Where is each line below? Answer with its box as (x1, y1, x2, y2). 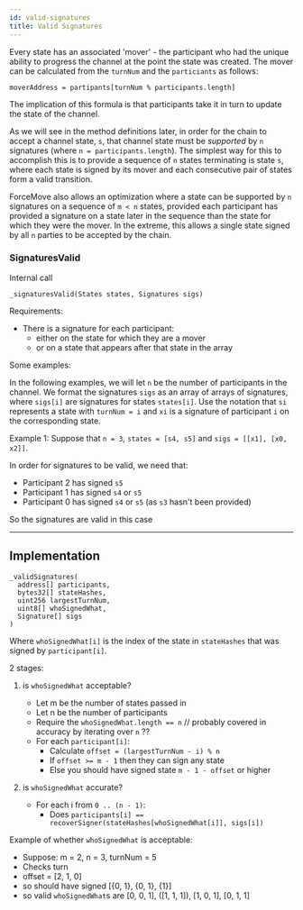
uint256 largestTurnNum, (17, 596, 111, 605)
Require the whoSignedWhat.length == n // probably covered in (35, 716, 267, 727)
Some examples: (9, 359, 71, 370)
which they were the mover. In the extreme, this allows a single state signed (9, 220, 290, 231)
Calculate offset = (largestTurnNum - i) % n (49, 745, 221, 756)
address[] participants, (17, 580, 111, 589)
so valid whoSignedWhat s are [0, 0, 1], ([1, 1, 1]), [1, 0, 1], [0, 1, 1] (22, 889, 251, 901)
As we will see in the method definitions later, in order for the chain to (9, 125, 268, 136)
